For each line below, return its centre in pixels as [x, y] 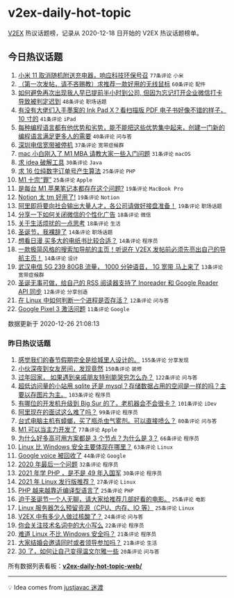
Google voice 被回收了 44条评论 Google [72, 456]
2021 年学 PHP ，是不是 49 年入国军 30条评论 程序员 [90, 473]
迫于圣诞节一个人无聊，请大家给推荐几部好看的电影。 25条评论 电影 [112, 499]
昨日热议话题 [30, 343]
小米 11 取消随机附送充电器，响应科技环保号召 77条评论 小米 [101, 75]
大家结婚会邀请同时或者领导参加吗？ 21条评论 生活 [87, 543]
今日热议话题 [35, 57]
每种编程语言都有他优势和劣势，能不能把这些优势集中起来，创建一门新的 [121, 127]
